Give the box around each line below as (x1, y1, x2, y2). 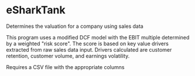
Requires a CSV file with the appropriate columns (6, 63, 125, 70)
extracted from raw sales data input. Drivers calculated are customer (6, 46, 172, 53)
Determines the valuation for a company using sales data (6, 23, 143, 30)
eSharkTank (6, 3, 66, 17)
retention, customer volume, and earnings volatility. (6, 52, 130, 59)
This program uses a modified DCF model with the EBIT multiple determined (6, 34, 190, 41)
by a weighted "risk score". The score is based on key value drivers (6, 40, 169, 47)
